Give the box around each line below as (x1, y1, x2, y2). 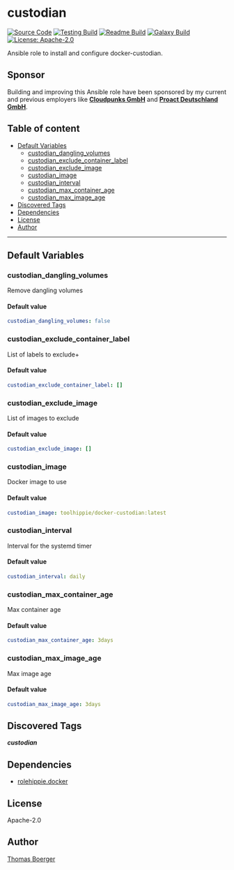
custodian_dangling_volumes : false (7, 317, 111, 325)
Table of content (7, 123, 80, 135)
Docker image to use (7, 478, 68, 486)
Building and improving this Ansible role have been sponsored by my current (7, 87, 226, 96)
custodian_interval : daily (7, 573, 86, 580)
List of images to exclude (7, 414, 79, 422)
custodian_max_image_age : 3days (7, 700, 101, 707)
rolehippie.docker (17, 777, 68, 786)
